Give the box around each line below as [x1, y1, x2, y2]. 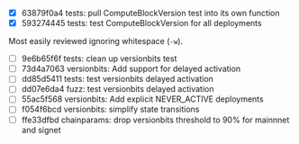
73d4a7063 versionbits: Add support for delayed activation [21, 63, 241, 75]
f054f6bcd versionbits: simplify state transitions [21, 103, 200, 115]
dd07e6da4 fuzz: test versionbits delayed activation [21, 84, 214, 94]
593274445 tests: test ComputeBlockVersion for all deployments [21, 18, 262, 29]
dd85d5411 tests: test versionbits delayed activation [21, 74, 213, 85]
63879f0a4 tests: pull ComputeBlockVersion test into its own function [21, 8, 280, 18]
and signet [21, 124, 61, 135]
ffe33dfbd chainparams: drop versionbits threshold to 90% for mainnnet [21, 114, 290, 125]
